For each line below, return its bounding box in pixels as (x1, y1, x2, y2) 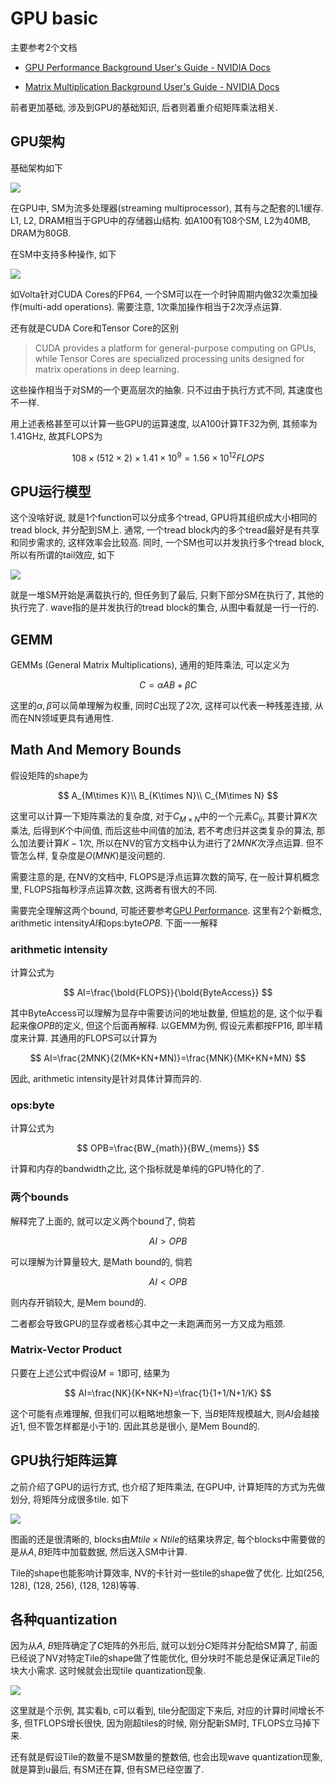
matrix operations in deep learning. (34, 363, 180, 375)
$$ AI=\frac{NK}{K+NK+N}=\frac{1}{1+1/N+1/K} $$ (64, 1387, 272, 1399)
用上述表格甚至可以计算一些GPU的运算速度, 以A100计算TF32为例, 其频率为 (10, 417, 318, 429)
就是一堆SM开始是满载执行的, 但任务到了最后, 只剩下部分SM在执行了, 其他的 (10, 589, 325, 601)
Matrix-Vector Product (10, 1343, 122, 1357)
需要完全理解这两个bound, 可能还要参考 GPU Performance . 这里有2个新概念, (10, 904, 323, 916)
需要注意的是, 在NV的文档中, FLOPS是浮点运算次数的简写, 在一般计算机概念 (10, 870, 320, 882)
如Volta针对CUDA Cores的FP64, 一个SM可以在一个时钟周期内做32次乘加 (10, 288, 310, 300)
